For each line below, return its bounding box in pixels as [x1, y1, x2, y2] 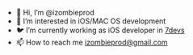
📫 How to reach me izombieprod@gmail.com [15, 37, 168, 47]
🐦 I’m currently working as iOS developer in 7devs [15, 25, 185, 35]
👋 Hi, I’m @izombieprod [15, 8, 94, 17]
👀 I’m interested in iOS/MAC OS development [15, 16, 166, 26]
